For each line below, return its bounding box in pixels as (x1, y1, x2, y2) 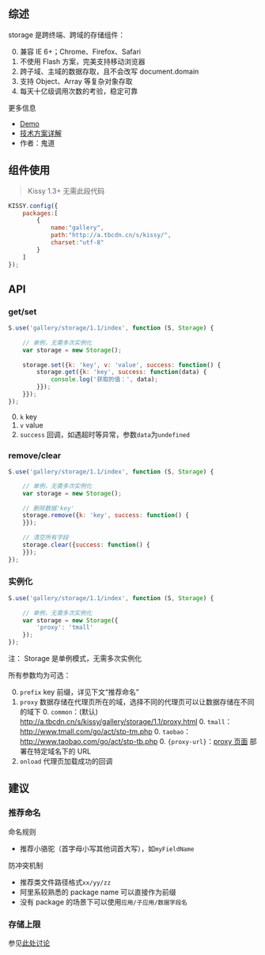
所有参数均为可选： (8, 670, 71, 680)
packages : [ (22, 209, 59, 217)
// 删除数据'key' (22, 504, 75, 512)
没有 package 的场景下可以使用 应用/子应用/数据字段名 (19, 896, 187, 907)
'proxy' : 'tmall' (36, 624, 93, 632)
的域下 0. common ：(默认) (19, 707, 99, 717)
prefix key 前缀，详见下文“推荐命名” (19, 687, 140, 697)
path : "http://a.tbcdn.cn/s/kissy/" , (50, 232, 172, 240)
